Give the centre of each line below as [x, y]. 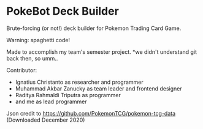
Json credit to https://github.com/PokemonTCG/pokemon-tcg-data [91, 113]
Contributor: [22, 70]
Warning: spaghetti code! [38, 40]
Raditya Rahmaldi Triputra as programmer [68, 95]
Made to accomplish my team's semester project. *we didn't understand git [102, 52]
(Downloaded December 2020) [46, 120]
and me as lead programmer [51, 101]
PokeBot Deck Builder [63, 11]
